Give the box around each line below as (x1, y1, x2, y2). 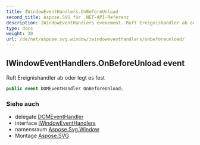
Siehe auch (6, 99, 40, 108)
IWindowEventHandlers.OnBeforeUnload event (6, 58, 185, 68)
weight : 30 (6, 31, 33, 37)
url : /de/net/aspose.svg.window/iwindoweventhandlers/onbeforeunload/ (6, 36, 185, 42)
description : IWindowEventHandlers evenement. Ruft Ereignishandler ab (6, 20, 187, 26)
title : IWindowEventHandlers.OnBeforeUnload (6, 8, 118, 15)
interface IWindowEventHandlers (14, 119, 96, 127)
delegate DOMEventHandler (14, 113, 84, 120)
